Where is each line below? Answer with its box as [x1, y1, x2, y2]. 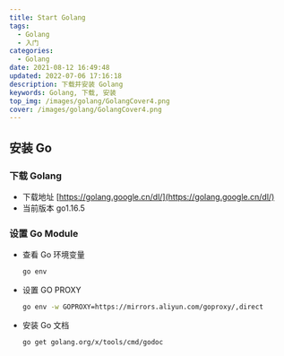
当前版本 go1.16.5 [22, 203, 85, 213]
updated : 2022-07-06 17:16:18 [9, 72, 123, 81]
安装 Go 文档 [22, 319, 70, 330]
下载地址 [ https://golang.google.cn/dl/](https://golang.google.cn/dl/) [22, 191, 275, 202]
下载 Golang [9, 169, 63, 182]
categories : [9, 47, 54, 56]
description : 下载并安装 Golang [9, 80, 124, 89]
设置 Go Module [9, 227, 79, 239]
